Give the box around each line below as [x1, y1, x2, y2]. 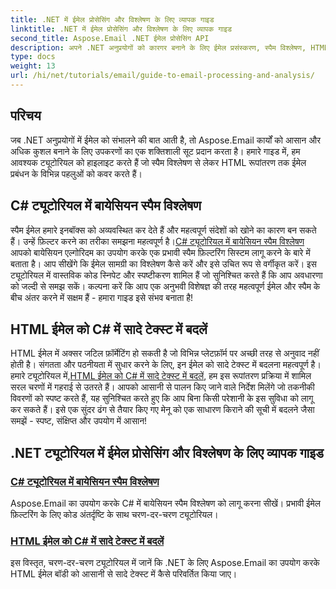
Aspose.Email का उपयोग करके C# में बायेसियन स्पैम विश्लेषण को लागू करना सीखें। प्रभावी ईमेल [10, 497, 321, 509]
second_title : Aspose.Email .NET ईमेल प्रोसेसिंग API [10, 33, 210, 43]
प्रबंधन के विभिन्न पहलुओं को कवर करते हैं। [10, 167, 143, 180]
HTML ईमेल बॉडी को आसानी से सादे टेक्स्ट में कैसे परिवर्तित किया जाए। [10, 568, 238, 580]
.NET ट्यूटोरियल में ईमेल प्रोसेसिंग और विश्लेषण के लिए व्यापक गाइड [10, 444, 324, 461]
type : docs [10, 52, 56, 62]
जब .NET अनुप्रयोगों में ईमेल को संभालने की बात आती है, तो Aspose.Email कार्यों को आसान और [10, 134, 322, 146]
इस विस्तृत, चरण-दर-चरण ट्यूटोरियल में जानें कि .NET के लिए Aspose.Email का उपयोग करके [10, 557, 320, 569]
